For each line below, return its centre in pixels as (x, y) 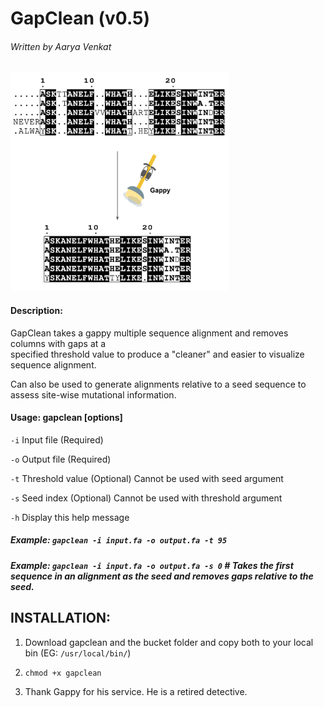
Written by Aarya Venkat (61, 46)
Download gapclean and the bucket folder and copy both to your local (169, 642)
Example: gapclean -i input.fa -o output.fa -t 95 (119, 540)
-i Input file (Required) (57, 439)
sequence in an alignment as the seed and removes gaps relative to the (162, 576)
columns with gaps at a (58, 343)
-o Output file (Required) (61, 459)
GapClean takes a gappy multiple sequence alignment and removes (149, 333)
